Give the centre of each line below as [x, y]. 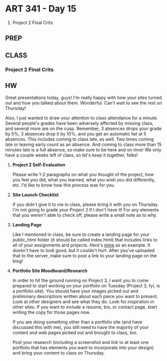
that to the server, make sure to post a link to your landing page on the [84, 256]
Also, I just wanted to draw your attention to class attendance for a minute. [82, 118]
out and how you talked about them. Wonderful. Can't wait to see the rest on [83, 103]
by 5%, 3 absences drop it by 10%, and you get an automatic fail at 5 [76, 134]
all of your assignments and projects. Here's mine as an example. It [81, 245]
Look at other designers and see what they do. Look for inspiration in [83, 302]
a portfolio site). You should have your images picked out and [75, 291]
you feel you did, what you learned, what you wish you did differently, [84, 180]
